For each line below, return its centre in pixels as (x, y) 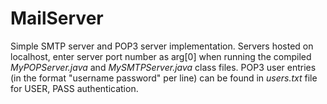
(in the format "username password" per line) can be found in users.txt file (164, 78)
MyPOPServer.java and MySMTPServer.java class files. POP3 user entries (163, 67)
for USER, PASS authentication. (74, 88)
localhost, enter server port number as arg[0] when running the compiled (161, 56)
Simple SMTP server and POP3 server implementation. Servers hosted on (162, 46)
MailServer (57, 18)
